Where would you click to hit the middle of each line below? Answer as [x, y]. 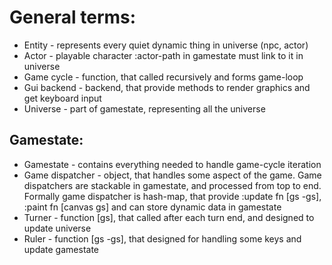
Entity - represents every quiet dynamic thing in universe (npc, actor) [166, 45]
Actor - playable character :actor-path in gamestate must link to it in [163, 55]
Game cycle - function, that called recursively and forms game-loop [163, 77]
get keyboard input [62, 98]
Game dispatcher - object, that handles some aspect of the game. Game [172, 175]
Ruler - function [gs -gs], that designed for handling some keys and [162, 238]
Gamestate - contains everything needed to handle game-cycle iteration [172, 164]
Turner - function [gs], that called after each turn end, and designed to [169, 217]
